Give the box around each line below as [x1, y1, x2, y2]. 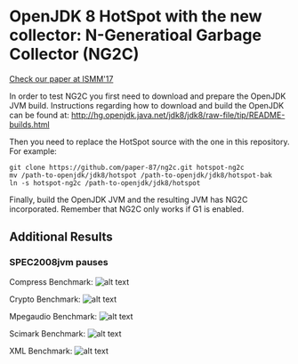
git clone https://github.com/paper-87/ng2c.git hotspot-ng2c [9, 163, 245, 172]
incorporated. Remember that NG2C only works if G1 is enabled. [9, 203, 245, 214]
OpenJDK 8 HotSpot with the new [9, 6, 262, 27]
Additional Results [9, 230, 113, 245]
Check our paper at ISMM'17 [9, 73, 114, 84]
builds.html [9, 118, 51, 130]
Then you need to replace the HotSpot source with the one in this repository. [9, 136, 290, 147]
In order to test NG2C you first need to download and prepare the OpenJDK [9, 91, 286, 101]
